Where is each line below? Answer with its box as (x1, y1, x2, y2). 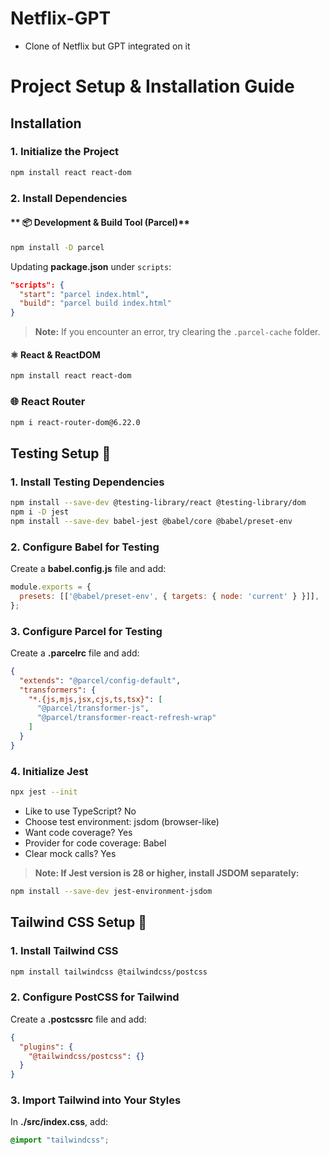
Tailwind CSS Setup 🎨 (10, 914, 147, 931)
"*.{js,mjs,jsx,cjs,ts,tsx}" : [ (28, 694, 163, 704)
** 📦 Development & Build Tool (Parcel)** (10, 217, 191, 229)
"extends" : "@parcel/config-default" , (19, 675, 182, 686)
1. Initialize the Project (10, 145, 120, 159)
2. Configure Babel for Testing (10, 540, 160, 554)
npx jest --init (10, 787, 78, 797)
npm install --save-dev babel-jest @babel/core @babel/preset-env (10, 516, 293, 526)
